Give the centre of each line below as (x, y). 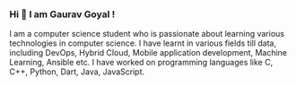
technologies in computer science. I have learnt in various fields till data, (143, 43)
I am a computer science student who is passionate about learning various (147, 34)
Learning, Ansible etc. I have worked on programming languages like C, (141, 63)
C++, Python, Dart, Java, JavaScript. (77, 72)
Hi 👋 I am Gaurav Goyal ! (62, 14)
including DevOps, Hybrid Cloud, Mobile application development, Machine (148, 53)
